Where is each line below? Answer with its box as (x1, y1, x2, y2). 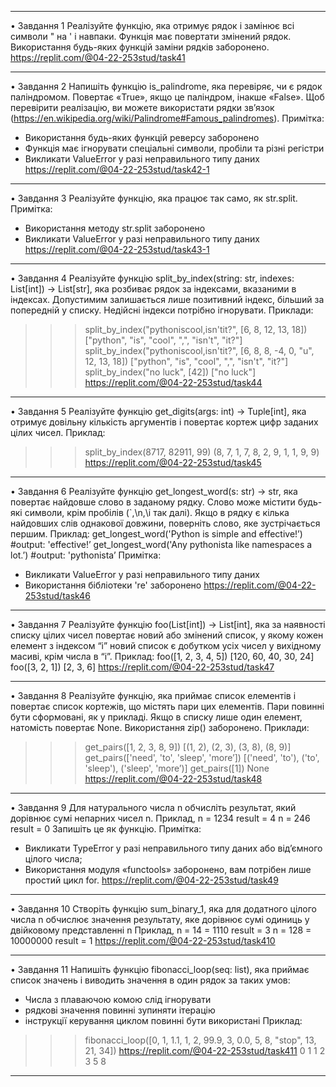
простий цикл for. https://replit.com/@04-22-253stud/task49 (24, 874, 279, 886)
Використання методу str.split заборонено (24, 222, 206, 234)
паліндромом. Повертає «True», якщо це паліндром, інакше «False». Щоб (10, 91, 325, 103)
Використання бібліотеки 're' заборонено (24, 579, 202, 591)
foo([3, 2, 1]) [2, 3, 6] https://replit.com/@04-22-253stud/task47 (10, 661, 275, 673)
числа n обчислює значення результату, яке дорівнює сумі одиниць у (10, 914, 310, 925)
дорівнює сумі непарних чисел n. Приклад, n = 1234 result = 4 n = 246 (10, 812, 311, 824)
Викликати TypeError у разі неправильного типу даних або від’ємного (24, 842, 323, 854)
